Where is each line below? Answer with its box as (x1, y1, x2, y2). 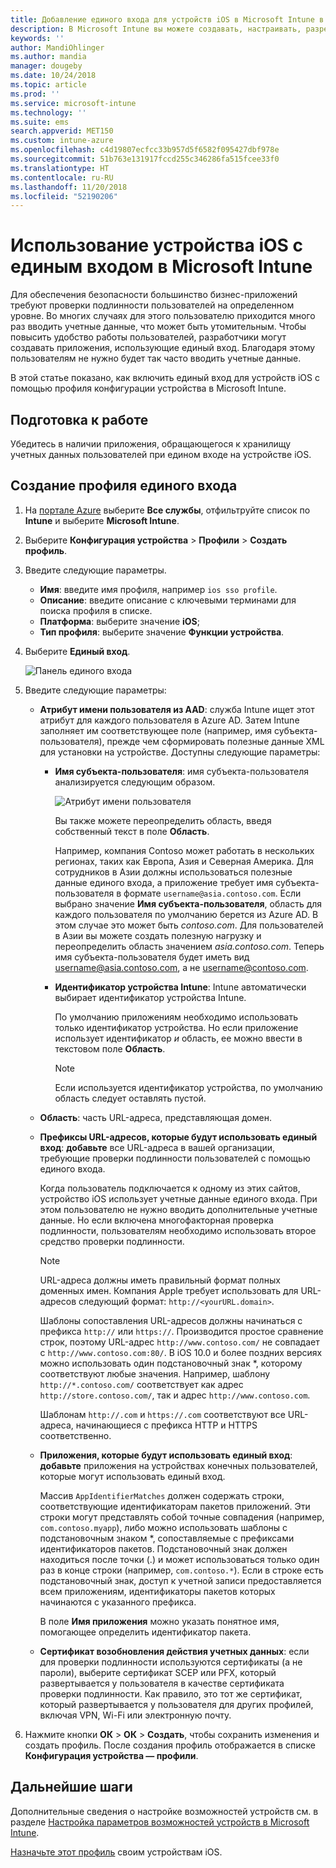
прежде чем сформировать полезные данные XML (106, 735, 325, 747)
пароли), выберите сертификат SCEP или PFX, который (39, 1666, 277, 1678)
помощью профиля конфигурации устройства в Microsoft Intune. (10, 382, 287, 395)
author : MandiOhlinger (10, 42, 105, 53)
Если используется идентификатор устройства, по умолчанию (54, 1081, 323, 1093)
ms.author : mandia (10, 52, 87, 62)
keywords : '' (10, 33, 65, 43)
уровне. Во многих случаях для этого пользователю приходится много (10, 310, 316, 322)
